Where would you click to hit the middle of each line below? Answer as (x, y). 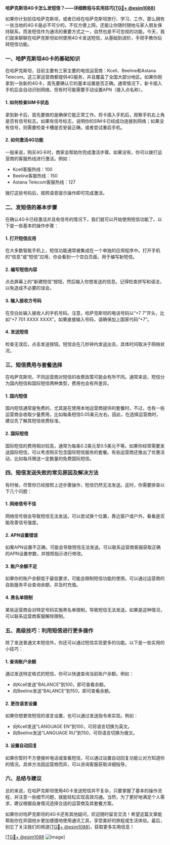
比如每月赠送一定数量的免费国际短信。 (54, 458)
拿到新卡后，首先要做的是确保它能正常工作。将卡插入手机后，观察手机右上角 (85, 114)
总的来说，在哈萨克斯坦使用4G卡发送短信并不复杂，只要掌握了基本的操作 (81, 791)
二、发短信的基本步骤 (31, 207)
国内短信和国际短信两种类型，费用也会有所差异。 (60, 383)
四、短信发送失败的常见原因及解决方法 (52, 473)
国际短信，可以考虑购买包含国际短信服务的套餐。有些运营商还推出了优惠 (85, 452)
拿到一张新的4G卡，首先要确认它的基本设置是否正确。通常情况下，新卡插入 (84, 83)
